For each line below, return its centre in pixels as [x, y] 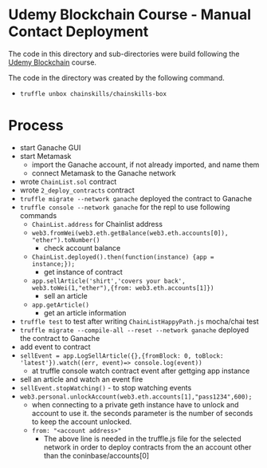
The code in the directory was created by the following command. [116, 77]
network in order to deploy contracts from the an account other [147, 447]
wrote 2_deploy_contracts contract [77, 190]
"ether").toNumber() [66, 240]
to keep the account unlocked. [82, 422]
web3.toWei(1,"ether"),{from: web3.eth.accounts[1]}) [123, 288]
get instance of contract [83, 272]
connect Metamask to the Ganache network [104, 173]
